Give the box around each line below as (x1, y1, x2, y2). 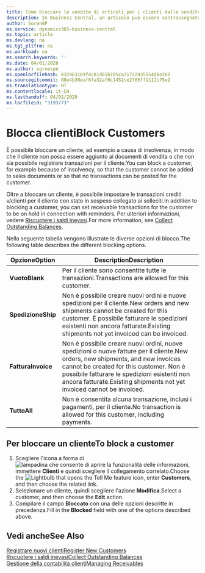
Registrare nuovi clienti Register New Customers (6, 547, 127, 554)
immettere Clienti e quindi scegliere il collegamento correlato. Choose (15, 467, 190, 475)
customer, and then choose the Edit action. (15, 494, 124, 501)
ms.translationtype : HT (6, 83, 67, 89)
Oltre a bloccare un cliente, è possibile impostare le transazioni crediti (6, 190, 182, 198)
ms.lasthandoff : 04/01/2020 (6, 94, 78, 100)
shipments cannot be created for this (62, 306, 168, 315)
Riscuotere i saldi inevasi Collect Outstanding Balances (6, 553, 143, 561)
